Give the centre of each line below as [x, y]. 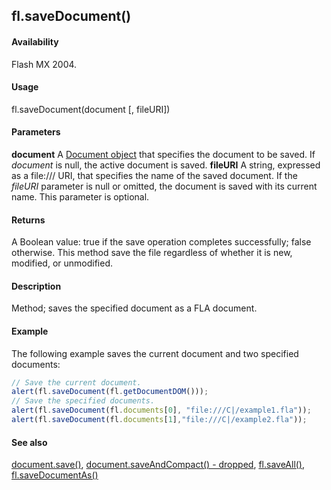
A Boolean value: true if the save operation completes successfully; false [161, 242]
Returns [28, 220]
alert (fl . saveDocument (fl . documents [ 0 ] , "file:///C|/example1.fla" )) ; [161, 410]
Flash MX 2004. [44, 64]
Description [36, 286]
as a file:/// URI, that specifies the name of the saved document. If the [154, 175]
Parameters [36, 132]
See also [29, 442]
